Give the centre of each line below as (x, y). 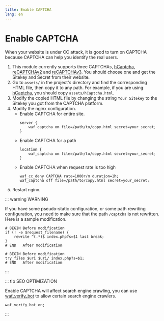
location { (31, 150)
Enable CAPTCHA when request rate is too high (68, 167)
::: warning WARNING (27, 199)
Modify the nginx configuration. (44, 109)
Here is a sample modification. (36, 219)
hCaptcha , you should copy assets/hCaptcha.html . (63, 93)
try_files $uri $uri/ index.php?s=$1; (45, 259)
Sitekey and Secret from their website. (51, 77)
